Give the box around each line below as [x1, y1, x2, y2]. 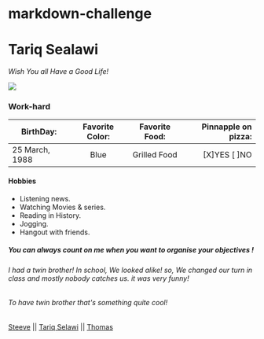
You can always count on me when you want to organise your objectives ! [8, 245, 254, 255]
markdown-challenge [8, 5, 152, 23]
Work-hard [8, 101, 51, 112]
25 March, [12, 145, 51, 156]
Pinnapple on [201, 121, 252, 132]
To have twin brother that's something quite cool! [8, 298, 168, 308]
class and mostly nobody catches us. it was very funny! [8, 273, 190, 283]
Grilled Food [132, 149, 178, 160]
